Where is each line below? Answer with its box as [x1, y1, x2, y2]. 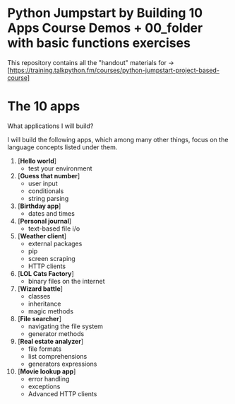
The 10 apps [7, 98, 80, 115]
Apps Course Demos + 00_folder [7, 20, 203, 36]
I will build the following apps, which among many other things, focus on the [7, 135, 229, 144]
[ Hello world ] [17, 156, 57, 165]
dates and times [28, 209, 76, 217]
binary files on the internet [28, 277, 105, 285]
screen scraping [28, 254, 76, 262]
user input [28, 179, 58, 187]
